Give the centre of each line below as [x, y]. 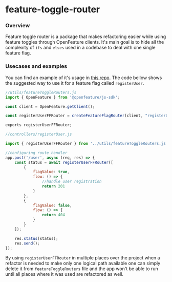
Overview [18, 26]
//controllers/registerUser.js [39, 135]
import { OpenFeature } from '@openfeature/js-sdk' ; [63, 97]
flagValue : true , [51, 172]
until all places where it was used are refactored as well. [64, 274]
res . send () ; [27, 243]
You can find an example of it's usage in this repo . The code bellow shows [84, 78]
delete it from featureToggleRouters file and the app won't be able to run [82, 269]
